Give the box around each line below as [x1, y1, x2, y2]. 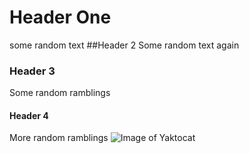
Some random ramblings [9, 87, 111, 99]
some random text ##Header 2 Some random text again [9, 39, 240, 51]
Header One [9, 6, 112, 29]
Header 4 [9, 109, 49, 121]
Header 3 [9, 64, 56, 78]
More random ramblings [9, 132, 109, 144]
